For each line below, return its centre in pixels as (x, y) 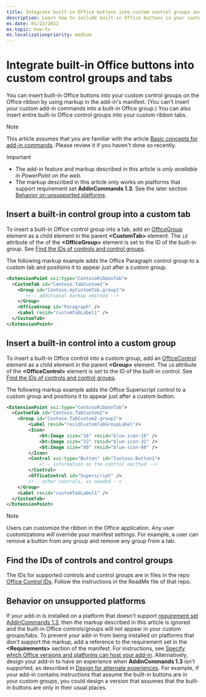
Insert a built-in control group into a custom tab (99, 215)
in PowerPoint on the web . (48, 176)
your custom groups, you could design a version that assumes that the (95, 681)
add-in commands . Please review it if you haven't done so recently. (91, 146)
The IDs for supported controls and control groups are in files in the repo (98, 575)
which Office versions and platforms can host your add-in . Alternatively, (97, 655)
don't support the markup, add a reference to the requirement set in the (97, 642)
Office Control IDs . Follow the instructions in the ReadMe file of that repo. (99, 582)
